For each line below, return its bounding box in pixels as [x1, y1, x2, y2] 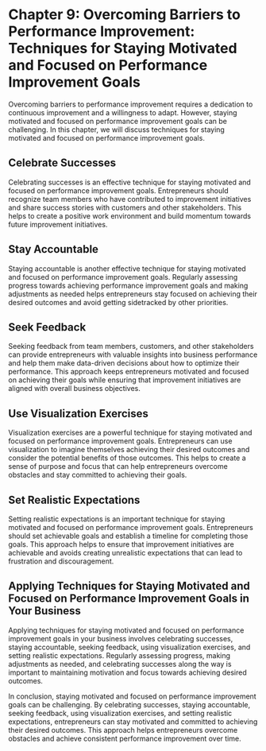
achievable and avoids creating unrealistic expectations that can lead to [8, 548, 243, 557]
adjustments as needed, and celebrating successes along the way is [8, 659, 232, 668]
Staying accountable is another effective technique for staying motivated [8, 264, 246, 273]
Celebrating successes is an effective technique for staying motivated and [8, 177, 252, 187]
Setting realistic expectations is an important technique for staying [8, 514, 226, 524]
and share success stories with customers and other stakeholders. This [8, 203, 242, 212]
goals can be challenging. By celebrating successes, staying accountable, [8, 699, 251, 709]
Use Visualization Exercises [8, 407, 149, 420]
